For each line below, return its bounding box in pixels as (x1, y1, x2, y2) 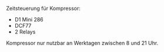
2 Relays (14, 28, 36, 35)
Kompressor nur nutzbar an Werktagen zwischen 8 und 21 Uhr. (6, 40, 159, 46)
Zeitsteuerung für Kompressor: (6, 5, 81, 12)
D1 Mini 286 (14, 16, 44, 23)
